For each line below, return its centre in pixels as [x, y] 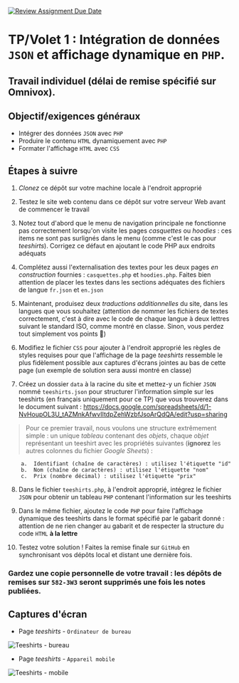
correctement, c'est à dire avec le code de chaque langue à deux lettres [124, 319]
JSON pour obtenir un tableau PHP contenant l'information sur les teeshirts [125, 497]
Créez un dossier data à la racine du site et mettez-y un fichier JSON [117, 384]
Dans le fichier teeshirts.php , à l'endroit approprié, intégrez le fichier [120, 489]
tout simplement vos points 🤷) [62, 334]
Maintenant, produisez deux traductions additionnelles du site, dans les [123, 304]
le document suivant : [50, 407]
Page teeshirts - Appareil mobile [67, 659]
